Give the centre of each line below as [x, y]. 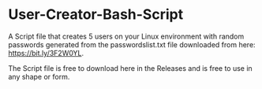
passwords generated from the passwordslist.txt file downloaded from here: [132, 44]
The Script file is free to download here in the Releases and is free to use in [130, 68]
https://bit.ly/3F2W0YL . [46, 53]
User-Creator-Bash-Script [96, 15]
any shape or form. [39, 76]
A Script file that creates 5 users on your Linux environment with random [126, 36]
